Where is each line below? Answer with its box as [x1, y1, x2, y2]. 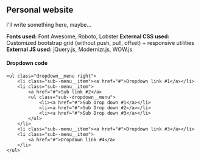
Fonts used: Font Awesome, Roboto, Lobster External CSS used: [6, 33, 170, 40]
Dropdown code [6, 59, 48, 67]
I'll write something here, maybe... [6, 21, 92, 28]
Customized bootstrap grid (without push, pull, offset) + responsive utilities [6, 39, 195, 46]
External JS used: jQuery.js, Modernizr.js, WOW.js [6, 46, 133, 53]
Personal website [6, 5, 74, 15]
